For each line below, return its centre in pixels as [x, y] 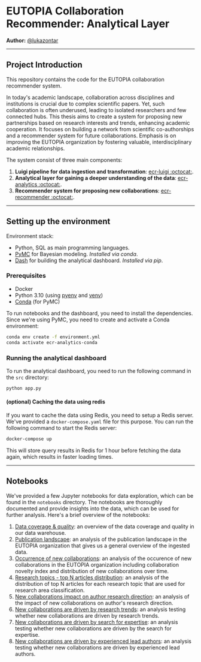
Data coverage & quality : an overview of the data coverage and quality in [104, 526]
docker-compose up [29, 439]
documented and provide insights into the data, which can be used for [93, 508]
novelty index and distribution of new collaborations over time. [92, 571]
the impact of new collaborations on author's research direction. [94, 603]
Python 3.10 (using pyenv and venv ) [59, 295]
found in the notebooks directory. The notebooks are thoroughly [84, 502]
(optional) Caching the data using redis [56, 402]
